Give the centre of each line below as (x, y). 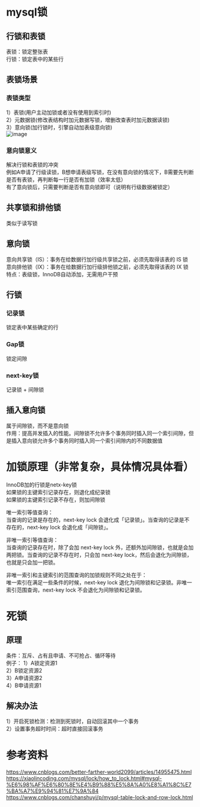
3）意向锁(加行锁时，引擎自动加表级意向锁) (59, 127)
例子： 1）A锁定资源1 (32, 663)
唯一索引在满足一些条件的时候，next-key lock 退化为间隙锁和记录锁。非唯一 (99, 582)
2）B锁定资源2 (24, 670)
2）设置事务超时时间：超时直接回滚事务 (55, 729)
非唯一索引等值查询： (32, 540)
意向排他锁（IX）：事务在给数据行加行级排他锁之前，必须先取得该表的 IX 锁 (97, 267)
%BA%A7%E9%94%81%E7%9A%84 (52, 791)
